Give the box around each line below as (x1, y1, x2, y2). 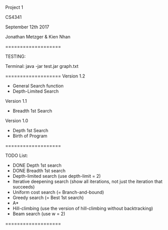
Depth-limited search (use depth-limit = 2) (12, 173, 101, 179)
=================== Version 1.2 (5, 73, 85, 79)
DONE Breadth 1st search (12, 168, 66, 174)
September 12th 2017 (5, 24, 50, 30)
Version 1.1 (5, 98, 27, 104)
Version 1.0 (5, 118, 28, 124)
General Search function (12, 83, 64, 89)
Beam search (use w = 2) (12, 211, 66, 217)
